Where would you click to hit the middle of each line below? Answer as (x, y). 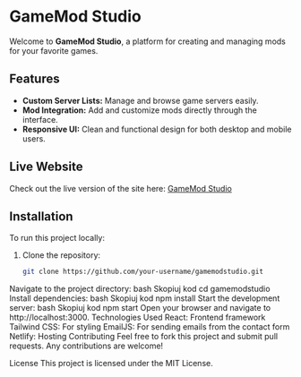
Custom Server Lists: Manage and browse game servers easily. (140, 100)
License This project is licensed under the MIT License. (111, 364)
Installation (41, 216)
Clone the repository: (61, 255)
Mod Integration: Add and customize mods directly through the (139, 110)
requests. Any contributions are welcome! (86, 346)
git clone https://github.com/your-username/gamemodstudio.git (143, 272)
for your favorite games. (54, 50)
